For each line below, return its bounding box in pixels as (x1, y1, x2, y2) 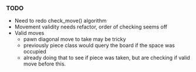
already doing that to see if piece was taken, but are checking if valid (23, 54, 191, 62)
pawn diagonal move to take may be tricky (23, 36, 126, 43)
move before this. (23, 60, 66, 67)
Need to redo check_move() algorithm (14, 17, 107, 24)
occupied (23, 48, 46, 55)
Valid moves (14, 30, 45, 37)
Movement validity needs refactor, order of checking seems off (14, 23, 168, 30)
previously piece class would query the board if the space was (23, 42, 175, 49)
